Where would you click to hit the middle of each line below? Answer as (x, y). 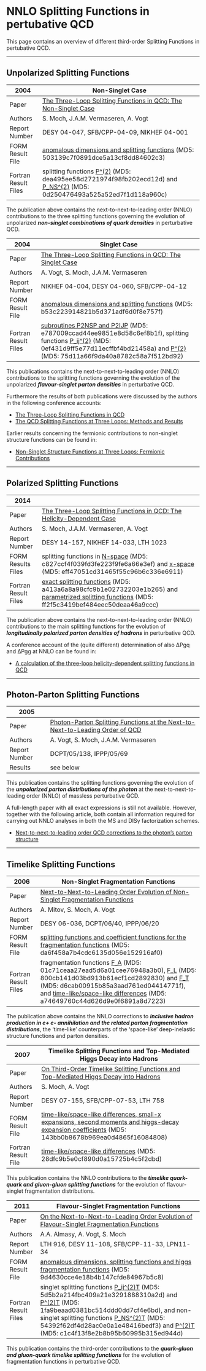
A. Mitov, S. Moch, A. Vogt (78, 909)
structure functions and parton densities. (58, 1036)
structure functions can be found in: (52, 439)
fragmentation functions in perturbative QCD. (63, 1362)
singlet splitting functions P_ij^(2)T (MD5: (100, 1287)
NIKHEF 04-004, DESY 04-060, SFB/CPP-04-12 (114, 286)
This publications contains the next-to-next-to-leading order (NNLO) (93, 371)
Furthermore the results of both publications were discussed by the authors (102, 396)
